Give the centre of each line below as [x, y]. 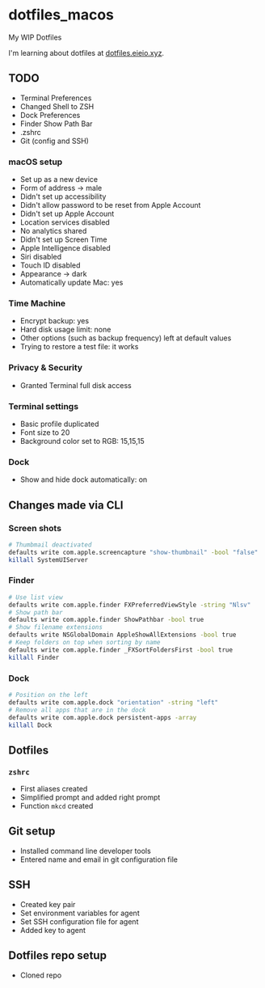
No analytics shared [53, 231]
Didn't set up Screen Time [63, 239]
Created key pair [48, 904]
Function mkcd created [57, 806]
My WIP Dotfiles [35, 37]
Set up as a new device [59, 179]
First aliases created [54, 789]
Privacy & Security [46, 368]
